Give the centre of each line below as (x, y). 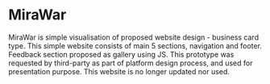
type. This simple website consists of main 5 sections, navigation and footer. (135, 45)
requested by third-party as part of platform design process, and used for (131, 63)
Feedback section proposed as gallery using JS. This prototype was (121, 54)
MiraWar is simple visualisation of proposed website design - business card (134, 37)
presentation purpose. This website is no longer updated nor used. (119, 71)
